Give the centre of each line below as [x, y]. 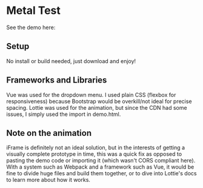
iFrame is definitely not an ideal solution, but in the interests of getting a [96, 148]
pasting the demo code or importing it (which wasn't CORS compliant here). [101, 161]
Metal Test [33, 11]
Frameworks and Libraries [57, 80]
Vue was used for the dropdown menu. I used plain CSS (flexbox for [91, 95]
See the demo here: [31, 27]
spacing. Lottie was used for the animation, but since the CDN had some [97, 107]
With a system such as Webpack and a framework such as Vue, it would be [100, 167]
